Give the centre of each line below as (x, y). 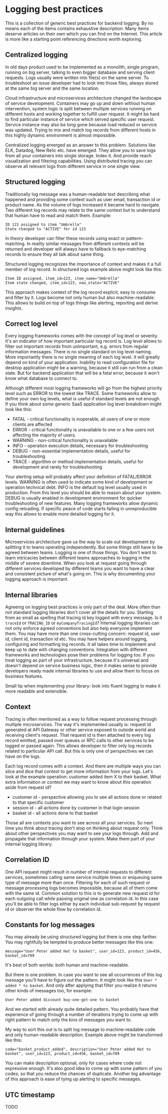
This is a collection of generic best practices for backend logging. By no (79, 23)
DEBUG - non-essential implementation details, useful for (71, 451)
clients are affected (32, 424)
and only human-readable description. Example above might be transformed (84, 1035)
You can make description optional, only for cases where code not (73, 1063)
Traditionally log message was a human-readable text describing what (77, 194)
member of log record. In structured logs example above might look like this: (84, 269)
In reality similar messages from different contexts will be (85, 244)
